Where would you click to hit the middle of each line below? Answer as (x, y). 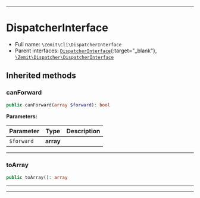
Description (83, 131)
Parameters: (22, 116)
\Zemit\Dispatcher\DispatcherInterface (64, 57)
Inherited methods (41, 76)
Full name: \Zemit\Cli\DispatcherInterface (68, 44)
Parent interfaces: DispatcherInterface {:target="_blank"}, (86, 51)
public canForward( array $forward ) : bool (58, 105)
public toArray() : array (37, 177)
